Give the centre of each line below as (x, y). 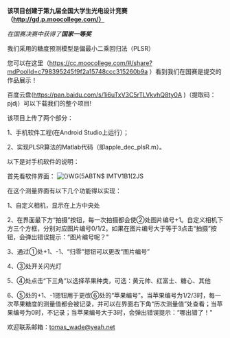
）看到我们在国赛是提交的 (185, 72)
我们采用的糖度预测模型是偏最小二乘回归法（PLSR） (81, 48)
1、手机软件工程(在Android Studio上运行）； (68, 132)
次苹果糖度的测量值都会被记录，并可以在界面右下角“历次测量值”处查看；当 (112, 304)
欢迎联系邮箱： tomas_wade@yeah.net (61, 327)
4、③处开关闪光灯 (34, 266)
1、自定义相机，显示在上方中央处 (54, 205)
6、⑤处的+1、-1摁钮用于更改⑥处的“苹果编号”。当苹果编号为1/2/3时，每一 (114, 295)
